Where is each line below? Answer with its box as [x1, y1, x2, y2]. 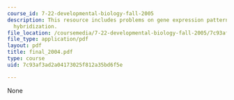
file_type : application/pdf [7, 36, 89, 43]
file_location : [7, 29, 52, 37]
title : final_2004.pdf [7, 49, 73, 56]
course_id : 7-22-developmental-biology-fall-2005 [7, 10, 155, 17]
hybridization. [13, 23, 58, 30]
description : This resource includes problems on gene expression [7, 17, 204, 23]
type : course [7, 55, 45, 62]
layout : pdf [7, 42, 42, 49]
